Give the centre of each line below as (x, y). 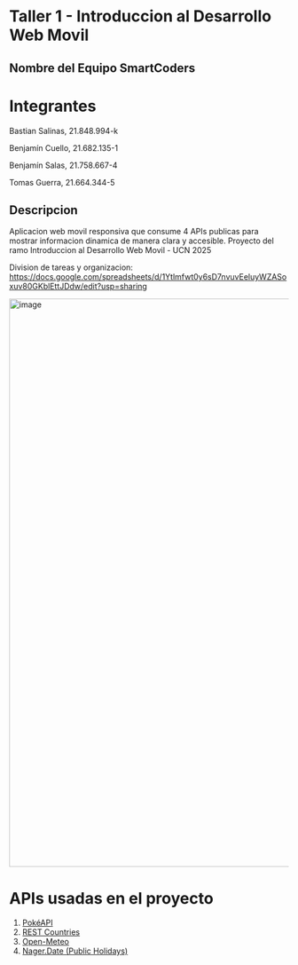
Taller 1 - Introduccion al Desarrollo (141, 16)
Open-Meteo (45, 942)
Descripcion (43, 210)
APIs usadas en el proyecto (112, 898)
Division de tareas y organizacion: (71, 267)
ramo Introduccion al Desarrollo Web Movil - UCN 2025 (110, 250)
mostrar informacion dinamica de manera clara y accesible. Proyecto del (142, 241)
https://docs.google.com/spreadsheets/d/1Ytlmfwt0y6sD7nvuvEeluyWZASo (148, 277)
